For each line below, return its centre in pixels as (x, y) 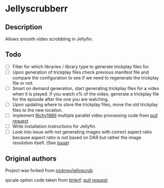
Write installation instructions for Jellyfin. (54, 126)
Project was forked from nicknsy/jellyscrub (49, 171)
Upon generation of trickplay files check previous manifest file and (81, 72)
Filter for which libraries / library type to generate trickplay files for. (81, 66)
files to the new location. (38, 110)
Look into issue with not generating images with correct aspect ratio (82, 132)
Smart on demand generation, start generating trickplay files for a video (86, 88)
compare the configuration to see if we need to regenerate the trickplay (85, 78)
